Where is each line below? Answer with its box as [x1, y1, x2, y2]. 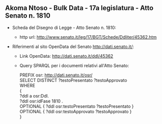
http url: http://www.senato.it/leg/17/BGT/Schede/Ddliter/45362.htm [19, 34, 157, 40]
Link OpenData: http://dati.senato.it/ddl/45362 [19, 53, 113, 59]
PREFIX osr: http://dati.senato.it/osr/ [19, 72, 93, 78]
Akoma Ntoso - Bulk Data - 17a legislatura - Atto [5, 4, 154, 12]
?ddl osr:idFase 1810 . [19, 98, 63, 104]
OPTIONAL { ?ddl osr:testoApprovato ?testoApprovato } [19, 108, 132, 114]
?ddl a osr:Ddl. [19, 93, 49, 99]
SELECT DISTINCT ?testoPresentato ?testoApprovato [19, 77, 128, 83]
